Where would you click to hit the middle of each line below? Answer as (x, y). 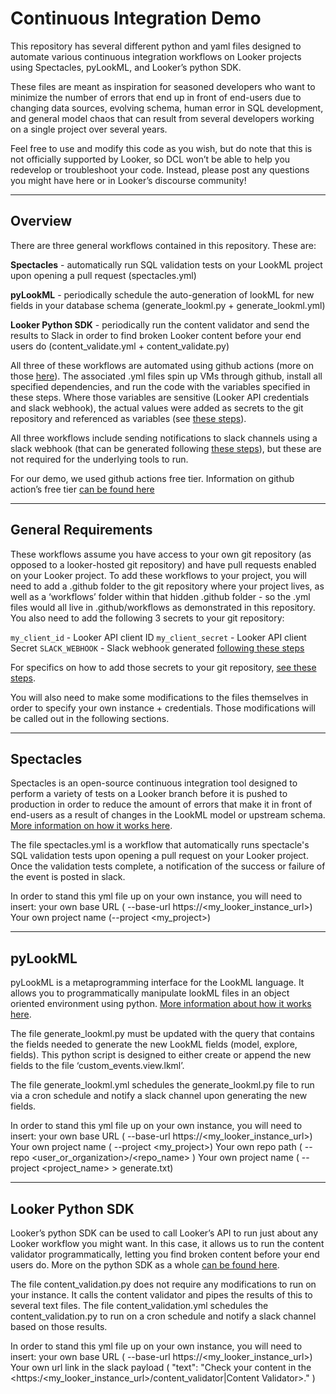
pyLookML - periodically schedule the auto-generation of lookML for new (162, 294)
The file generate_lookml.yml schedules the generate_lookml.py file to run (162, 1085)
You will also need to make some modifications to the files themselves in (159, 697)
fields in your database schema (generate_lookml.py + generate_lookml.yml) (168, 305)
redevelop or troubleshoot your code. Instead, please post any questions (160, 169)
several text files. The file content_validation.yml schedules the (139, 1305)
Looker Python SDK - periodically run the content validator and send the (160, 324)
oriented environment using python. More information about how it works (161, 1004)
